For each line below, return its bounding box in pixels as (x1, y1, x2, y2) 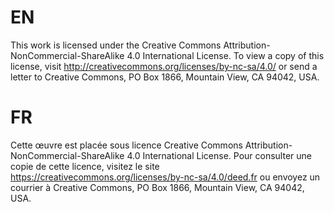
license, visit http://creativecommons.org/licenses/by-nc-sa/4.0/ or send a (10, 60, 318, 72)
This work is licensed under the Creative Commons (10, 39, 222, 51)
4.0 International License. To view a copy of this (126, 49, 325, 61)
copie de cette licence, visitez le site (10, 160, 160, 172)
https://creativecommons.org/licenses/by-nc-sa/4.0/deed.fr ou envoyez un (10, 171, 321, 183)
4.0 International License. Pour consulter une (126, 149, 312, 161)
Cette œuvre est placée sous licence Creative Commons (10, 139, 243, 151)
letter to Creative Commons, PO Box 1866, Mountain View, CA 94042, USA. (10, 71, 320, 83)
